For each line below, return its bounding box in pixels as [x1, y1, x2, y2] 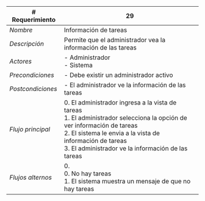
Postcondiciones [9, 85, 57, 93]
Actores [9, 57, 32, 65]
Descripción [9, 40, 45, 48]
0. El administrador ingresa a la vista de [63, 98, 177, 106]
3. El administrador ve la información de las [63, 144, 188, 152]
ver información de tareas [63, 122, 138, 130]
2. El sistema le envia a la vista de [63, 129, 160, 137]
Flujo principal [9, 125, 51, 133]
